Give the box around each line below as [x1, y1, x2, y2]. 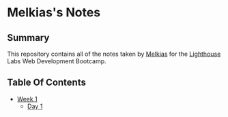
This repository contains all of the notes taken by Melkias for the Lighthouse [7, 50, 221, 58]
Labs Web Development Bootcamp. [7, 57, 107, 65]
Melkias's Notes [7, 5, 101, 20]
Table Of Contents [7, 77, 87, 88]
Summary [7, 32, 50, 44]
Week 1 [16, 95, 38, 103]
